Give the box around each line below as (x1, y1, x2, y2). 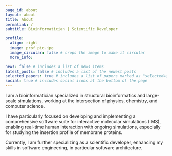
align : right (10, 40, 38, 46)
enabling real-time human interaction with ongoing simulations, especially (5, 124, 161, 130)
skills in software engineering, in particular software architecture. (5, 145, 142, 151)
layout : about (5, 12, 36, 17)
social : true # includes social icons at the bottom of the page (5, 78, 147, 83)
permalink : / (5, 21, 33, 27)
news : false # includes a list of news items (5, 64, 104, 69)
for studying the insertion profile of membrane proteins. (5, 129, 123, 136)
